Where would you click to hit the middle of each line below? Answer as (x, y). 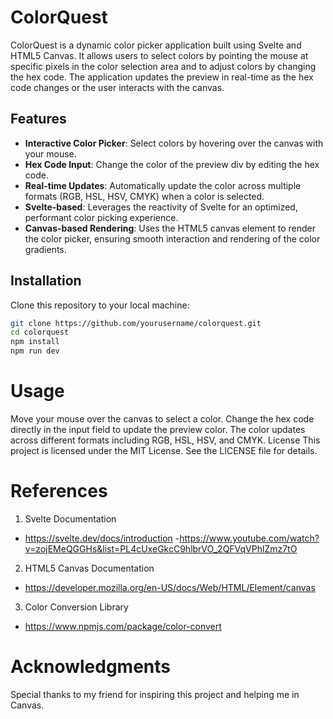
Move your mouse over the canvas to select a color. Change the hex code (162, 419)
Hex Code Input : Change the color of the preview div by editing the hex (172, 164)
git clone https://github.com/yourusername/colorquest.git (136, 323)
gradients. (45, 249)
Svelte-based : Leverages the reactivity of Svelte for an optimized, (161, 207)
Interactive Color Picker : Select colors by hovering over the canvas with (174, 143)
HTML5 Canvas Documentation (89, 568)
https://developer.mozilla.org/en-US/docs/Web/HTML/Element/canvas (170, 587)
